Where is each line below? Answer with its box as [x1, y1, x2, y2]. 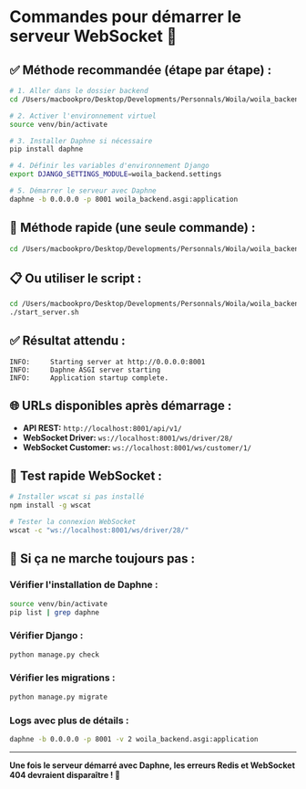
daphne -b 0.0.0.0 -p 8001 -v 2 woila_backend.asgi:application [9, 735, 259, 744]
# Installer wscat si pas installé [9, 492, 145, 501]
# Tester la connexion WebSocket [9, 518, 137, 527]
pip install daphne [9, 144, 84, 154]
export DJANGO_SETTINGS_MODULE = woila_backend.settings [9, 170, 222, 179]
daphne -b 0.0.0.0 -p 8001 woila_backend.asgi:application [9, 195, 239, 204]
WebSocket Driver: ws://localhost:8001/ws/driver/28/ [22, 432, 234, 443]
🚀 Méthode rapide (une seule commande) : [9, 220, 256, 236]
